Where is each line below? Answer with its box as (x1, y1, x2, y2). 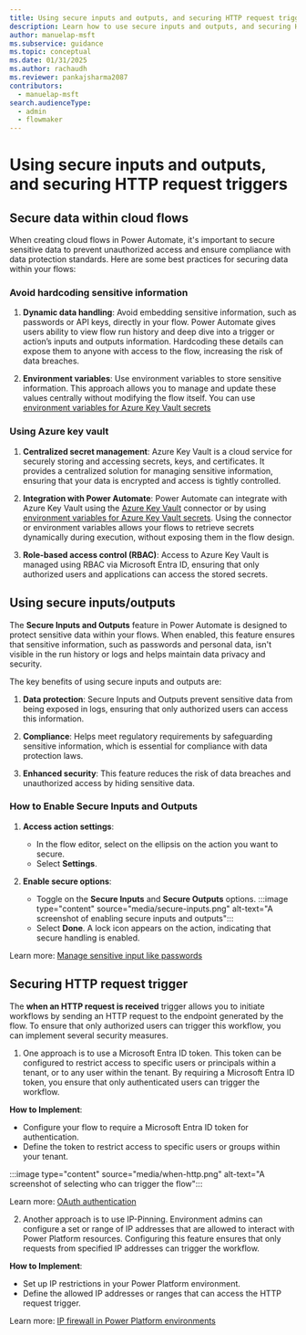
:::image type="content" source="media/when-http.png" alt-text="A (9, 1168, 266, 1179)
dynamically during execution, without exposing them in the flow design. (22, 531, 295, 542)
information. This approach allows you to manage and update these (22, 383, 277, 394)
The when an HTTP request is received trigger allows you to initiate (9, 1001, 266, 1012)
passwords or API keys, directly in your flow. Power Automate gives (22, 317, 276, 328)
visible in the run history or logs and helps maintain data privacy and (9, 648, 266, 659)
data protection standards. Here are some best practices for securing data (9, 254, 289, 265)
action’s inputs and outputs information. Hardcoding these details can (22, 336, 284, 347)
